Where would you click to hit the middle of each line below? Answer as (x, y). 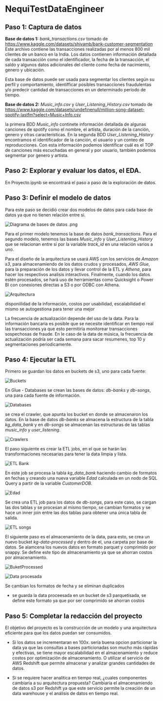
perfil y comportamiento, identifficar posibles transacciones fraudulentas (78, 85)
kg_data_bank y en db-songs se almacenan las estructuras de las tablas (78, 425)
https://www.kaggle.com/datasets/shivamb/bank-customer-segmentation (79, 44)
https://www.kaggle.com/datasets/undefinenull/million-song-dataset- (75, 109)
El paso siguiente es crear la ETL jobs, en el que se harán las (66, 449)
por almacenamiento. (26, 557)
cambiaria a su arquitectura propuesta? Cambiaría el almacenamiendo (82, 683)
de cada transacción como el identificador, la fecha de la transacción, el (77, 59)
